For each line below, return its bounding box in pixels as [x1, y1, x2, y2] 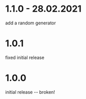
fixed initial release [5, 54, 45, 60]
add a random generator [5, 20, 56, 26]
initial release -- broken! [5, 89, 56, 95]
